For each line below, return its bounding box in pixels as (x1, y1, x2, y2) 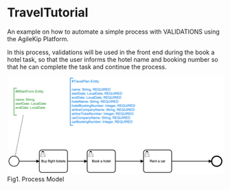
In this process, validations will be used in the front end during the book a (7, 48, 215, 56)
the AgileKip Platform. (7, 34, 69, 43)
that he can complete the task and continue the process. (7, 62, 167, 71)
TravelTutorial (7, 5, 89, 21)
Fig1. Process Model (7, 175, 65, 183)
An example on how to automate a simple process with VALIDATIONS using (7, 27, 220, 36)
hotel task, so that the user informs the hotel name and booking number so (7, 55, 218, 63)
